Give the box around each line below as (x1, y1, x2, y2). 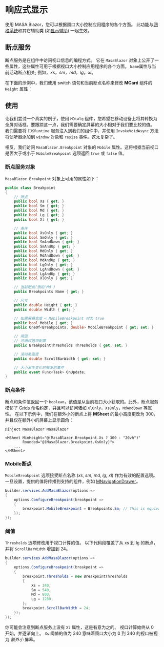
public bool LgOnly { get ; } (14, 262, 73, 267)
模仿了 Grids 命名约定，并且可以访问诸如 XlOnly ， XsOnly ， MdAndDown (5, 405, 143, 411)
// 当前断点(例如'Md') (14, 285, 56, 290)
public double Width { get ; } (14, 307, 76, 312)
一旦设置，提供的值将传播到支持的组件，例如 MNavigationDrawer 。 (5, 478, 141, 484)
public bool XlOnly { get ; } (14, 276, 73, 281)
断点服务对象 (5, 164, 36, 170)
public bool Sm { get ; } (14, 204, 64, 209)
